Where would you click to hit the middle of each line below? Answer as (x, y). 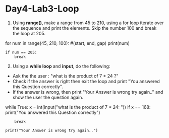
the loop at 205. (29, 33)
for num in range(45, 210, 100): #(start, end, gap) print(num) (68, 43)
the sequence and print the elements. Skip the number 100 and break (84, 28)
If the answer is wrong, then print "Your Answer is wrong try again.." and (88, 92)
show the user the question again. (48, 97)
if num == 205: (21, 52)
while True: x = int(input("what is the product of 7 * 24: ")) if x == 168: (78, 107)
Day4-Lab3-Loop (42, 9)
